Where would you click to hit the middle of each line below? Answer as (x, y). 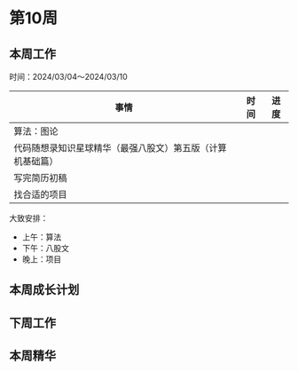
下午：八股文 (45, 248)
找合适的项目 (41, 194)
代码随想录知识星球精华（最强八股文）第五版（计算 (121, 148)
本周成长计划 (44, 290)
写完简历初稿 (41, 178)
